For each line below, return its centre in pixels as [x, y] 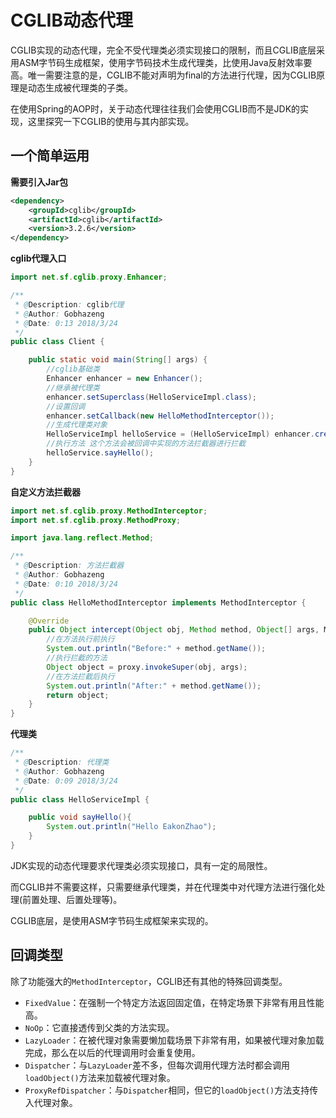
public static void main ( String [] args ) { [118, 360]
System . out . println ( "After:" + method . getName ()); [154, 686]
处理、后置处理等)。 [81, 899]
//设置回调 [66, 406]
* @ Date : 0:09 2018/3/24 [66, 781]
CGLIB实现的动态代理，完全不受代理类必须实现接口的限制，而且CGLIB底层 [163, 50]
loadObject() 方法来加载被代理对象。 [100, 1077]
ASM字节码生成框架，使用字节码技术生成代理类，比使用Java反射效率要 [165, 62]
